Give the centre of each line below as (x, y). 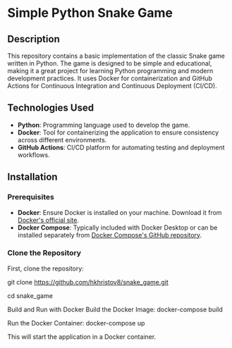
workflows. (34, 155)
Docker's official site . (48, 220)
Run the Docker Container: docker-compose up (76, 323)
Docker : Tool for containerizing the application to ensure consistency (118, 132)
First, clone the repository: (46, 268)
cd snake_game (30, 296)
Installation (32, 177)
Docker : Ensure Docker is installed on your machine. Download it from (120, 212)
